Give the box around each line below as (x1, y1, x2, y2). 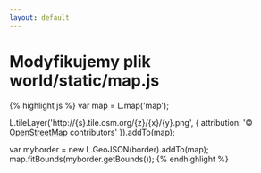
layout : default (9, 12, 70, 22)
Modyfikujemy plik (9, 51, 151, 71)
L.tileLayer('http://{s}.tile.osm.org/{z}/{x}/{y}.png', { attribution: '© (9, 117, 253, 128)
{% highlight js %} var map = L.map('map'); (9, 100, 170, 111)
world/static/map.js (9, 70, 160, 90)
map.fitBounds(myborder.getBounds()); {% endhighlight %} (9, 153, 230, 164)
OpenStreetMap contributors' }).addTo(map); (9, 127, 176, 137)
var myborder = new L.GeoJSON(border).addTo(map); (9, 144, 209, 154)
